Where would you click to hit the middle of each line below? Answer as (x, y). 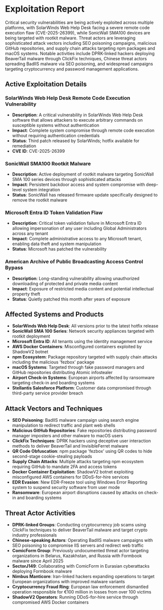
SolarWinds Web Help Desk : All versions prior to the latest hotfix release (85, 326)
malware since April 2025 (38, 561)
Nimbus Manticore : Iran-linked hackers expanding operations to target (83, 576)
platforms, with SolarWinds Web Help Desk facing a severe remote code (77, 27)
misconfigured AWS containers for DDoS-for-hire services (71, 477)
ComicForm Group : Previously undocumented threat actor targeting (80, 550)
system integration (41, 189)
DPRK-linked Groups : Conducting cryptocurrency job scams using (79, 524)
